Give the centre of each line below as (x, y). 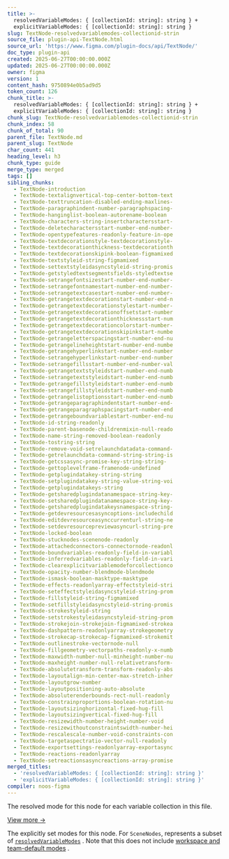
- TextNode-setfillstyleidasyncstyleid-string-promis (93, 605)
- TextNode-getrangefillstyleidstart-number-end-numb (93, 384)
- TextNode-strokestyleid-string (62, 611)
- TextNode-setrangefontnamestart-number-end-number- (93, 286)
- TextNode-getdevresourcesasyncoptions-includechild (93, 514)
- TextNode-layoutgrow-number (57, 682)
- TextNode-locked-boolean (53, 533)
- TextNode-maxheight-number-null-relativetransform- (93, 663)
